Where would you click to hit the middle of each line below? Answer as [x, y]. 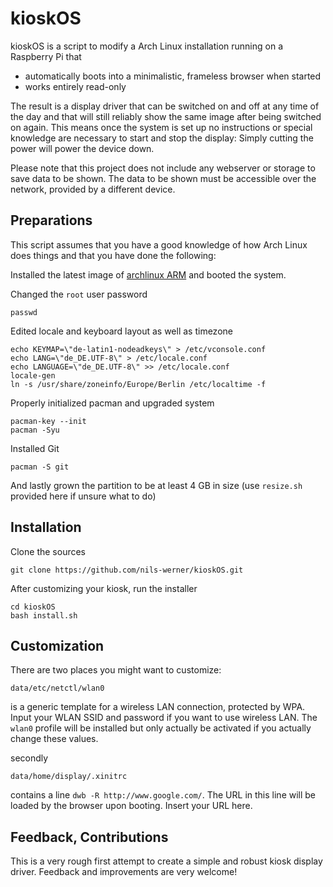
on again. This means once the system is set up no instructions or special [161, 127]
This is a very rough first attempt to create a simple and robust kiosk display [166, 861]
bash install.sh [44, 615]
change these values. [54, 739]
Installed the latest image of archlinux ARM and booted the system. [148, 274]
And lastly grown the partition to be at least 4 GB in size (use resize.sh [156, 485]
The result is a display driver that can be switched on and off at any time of [165, 106]
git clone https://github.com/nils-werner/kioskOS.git [127, 570]
